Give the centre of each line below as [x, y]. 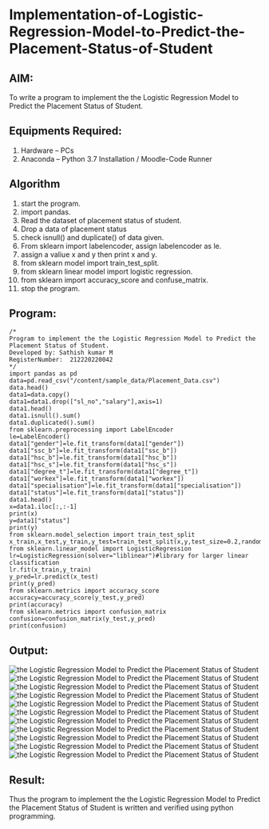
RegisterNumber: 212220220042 [61, 360]
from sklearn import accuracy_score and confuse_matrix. [114, 280]
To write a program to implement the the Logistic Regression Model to [124, 97]
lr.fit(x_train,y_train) [50, 570]
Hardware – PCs [47, 150]
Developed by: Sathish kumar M [61, 353]
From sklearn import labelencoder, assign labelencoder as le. [121, 246]
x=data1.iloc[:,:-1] [44, 507]
